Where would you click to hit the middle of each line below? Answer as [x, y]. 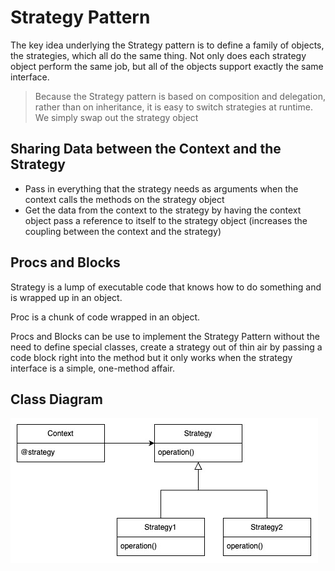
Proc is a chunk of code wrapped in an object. [105, 317]
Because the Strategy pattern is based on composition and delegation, [180, 96]
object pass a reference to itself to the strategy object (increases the [166, 220]
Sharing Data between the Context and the [146, 149]
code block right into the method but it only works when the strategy [151, 357]
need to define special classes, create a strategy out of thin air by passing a [166, 347]
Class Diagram [56, 399]
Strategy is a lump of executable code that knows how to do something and [166, 287]
